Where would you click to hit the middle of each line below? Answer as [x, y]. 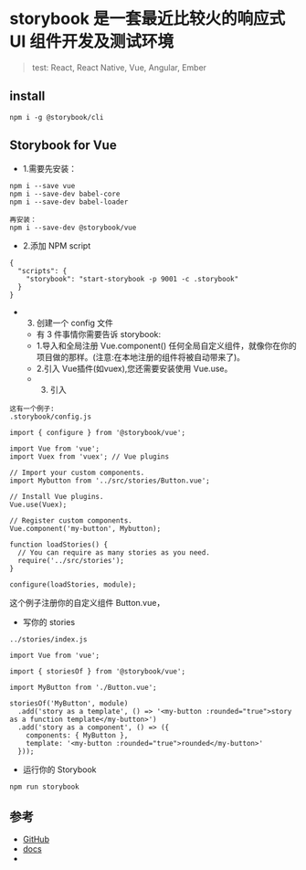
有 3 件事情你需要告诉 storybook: [99, 334]
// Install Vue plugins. [57, 496]
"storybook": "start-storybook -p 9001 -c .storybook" [132, 279]
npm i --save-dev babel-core [65, 194]
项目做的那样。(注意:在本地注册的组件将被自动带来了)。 [140, 356]
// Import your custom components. [77, 472]
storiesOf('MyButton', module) [69, 703]
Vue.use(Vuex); [38, 504]
